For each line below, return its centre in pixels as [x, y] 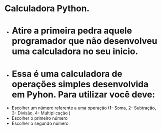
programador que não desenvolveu [84, 41]
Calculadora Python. [47, 9]
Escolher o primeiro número [40, 118]
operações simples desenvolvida [80, 84]
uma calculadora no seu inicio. [75, 51]
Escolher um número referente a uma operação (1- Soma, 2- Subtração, [84, 108]
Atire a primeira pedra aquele [72, 31]
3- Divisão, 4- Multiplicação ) [41, 113]
